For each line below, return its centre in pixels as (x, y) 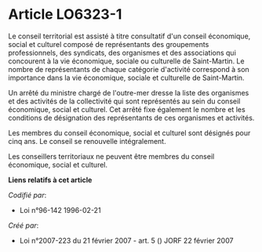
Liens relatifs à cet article (50, 180)
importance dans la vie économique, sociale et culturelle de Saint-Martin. (126, 77)
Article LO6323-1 (65, 14)
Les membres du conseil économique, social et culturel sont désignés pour (129, 133)
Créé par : (24, 225)
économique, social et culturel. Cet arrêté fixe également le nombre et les (127, 109)
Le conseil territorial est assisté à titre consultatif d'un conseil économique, (129, 36)
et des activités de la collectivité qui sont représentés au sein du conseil (124, 101)
